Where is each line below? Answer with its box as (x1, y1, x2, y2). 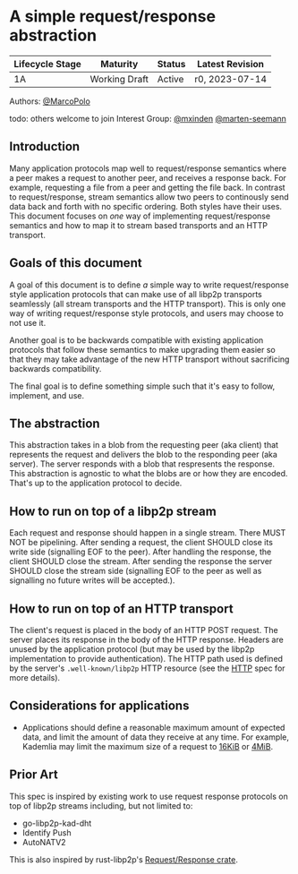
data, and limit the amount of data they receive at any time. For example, (21, 732, 289, 742)
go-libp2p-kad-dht (21, 818, 92, 828)
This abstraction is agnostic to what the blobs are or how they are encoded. (9, 468, 288, 479)
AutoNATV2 (21, 836, 66, 847)
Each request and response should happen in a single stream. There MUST (9, 527, 286, 538)
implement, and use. (9, 390, 85, 400)
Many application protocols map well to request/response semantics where (9, 163, 287, 174)
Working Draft (89, 73, 149, 85)
